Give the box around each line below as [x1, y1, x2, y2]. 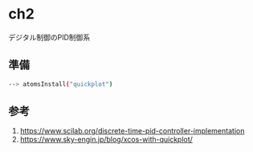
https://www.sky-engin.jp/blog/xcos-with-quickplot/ [19, 134, 193, 145]
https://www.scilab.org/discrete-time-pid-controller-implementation [19, 126, 245, 136]
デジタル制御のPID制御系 [8, 32, 91, 42]
